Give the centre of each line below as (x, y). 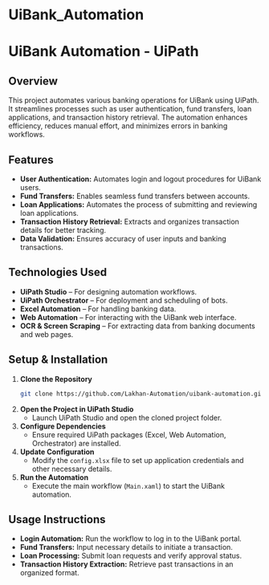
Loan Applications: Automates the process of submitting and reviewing (139, 205)
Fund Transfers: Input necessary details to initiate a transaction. (126, 547)
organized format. (49, 573)
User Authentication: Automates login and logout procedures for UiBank (141, 179)
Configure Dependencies (63, 426)
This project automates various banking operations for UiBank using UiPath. (134, 100)
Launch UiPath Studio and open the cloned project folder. (127, 417)
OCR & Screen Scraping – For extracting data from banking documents (137, 326)
